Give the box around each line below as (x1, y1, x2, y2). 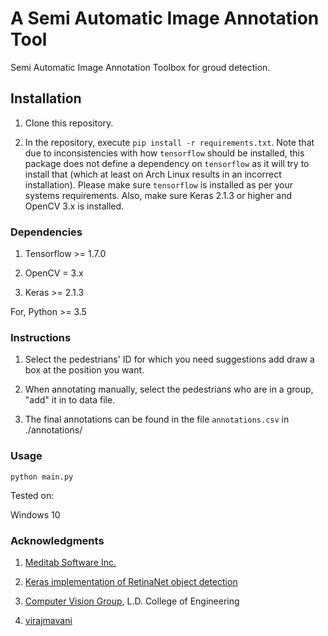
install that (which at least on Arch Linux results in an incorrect (24, 168, 282, 180)
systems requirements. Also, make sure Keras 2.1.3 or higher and (24, 189, 292, 201)
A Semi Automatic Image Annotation (10, 7, 320, 30)
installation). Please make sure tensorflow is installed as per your (24, 178, 294, 191)
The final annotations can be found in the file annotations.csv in (24, 413, 290, 426)
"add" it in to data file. (24, 394, 116, 406)
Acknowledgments (10, 533, 105, 547)
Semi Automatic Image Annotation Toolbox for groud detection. (10, 61, 271, 73)
